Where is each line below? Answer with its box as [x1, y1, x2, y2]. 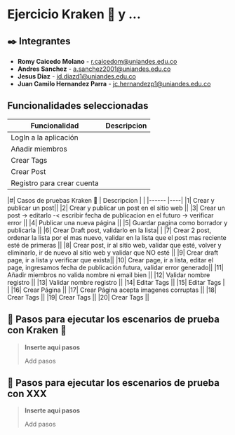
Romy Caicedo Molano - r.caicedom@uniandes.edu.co [17, 58, 177, 65]
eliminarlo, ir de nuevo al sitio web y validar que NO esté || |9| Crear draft [7, 248, 219, 257]
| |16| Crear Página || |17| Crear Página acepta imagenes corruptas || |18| [7, 286, 217, 294]
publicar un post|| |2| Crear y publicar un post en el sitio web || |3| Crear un [7, 203, 226, 212]
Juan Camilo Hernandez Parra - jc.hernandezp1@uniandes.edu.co [17, 80, 211, 88]
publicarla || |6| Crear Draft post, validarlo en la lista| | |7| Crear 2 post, [7, 226, 212, 234]
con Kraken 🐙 [7, 324, 67, 336]
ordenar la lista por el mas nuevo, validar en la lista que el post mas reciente [7, 233, 227, 241]
